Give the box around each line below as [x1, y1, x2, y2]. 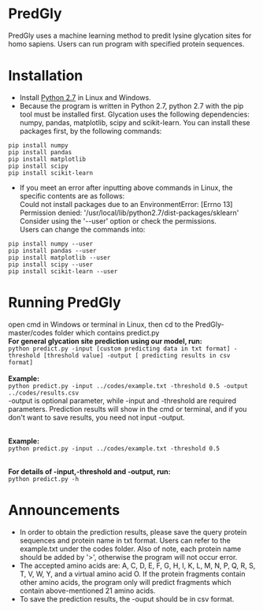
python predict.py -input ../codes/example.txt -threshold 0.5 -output [8, 382, 248, 390]
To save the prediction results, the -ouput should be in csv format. [19, 594, 235, 603]
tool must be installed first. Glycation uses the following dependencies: [19, 109, 250, 119]
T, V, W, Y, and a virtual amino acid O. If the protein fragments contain [19, 568, 246, 579]
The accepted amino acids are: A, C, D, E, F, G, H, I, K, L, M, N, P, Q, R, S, [19, 561, 256, 570]
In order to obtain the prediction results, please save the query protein [19, 527, 247, 536]
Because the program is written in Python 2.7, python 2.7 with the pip [19, 101, 244, 110]
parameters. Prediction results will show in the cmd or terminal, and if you [8, 404, 247, 413]
